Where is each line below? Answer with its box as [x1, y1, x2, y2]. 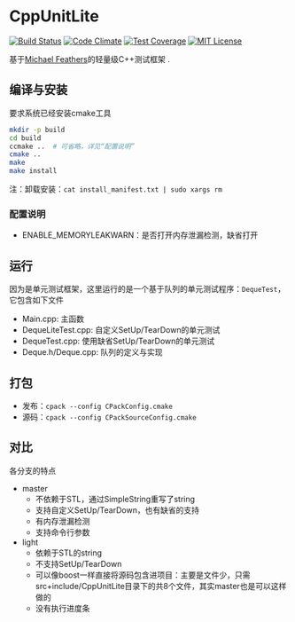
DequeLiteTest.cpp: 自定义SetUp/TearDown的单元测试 [21, 325, 221, 335]
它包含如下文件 [9, 295, 64, 305]
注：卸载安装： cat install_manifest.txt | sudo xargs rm [9, 184, 223, 194]
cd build [9, 133, 42, 143]
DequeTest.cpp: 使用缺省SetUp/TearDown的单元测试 [21, 335, 215, 347]
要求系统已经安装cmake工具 [9, 107, 112, 118]
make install [9, 167, 58, 176]
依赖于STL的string [35, 547, 103, 558]
